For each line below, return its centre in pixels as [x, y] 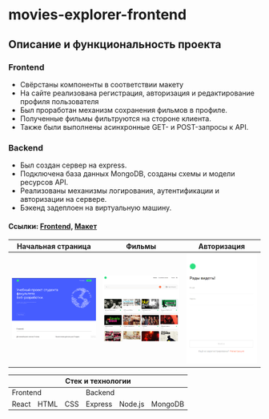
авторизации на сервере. [63, 199]
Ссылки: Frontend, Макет [53, 226]
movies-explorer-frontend [97, 15]
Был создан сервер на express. [73, 165]
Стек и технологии [98, 381]
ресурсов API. [44, 183]
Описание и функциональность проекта [115, 44]
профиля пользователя [59, 101]
